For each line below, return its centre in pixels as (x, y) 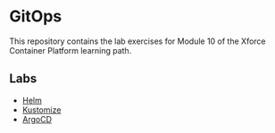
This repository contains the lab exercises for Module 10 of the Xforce (137, 41)
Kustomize (42, 110)
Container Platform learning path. (71, 50)
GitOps (36, 17)
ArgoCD (37, 119)
